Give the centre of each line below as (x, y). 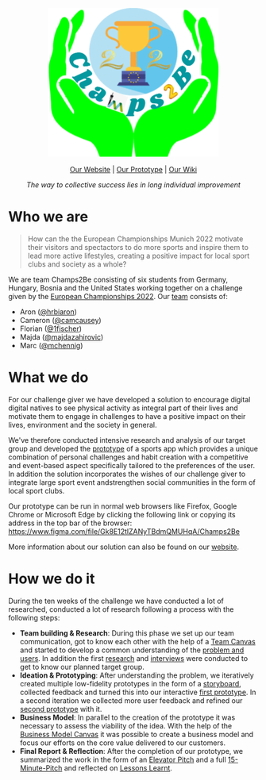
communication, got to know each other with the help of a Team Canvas (137, 641)
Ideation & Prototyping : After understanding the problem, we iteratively (137, 675)
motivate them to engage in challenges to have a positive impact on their (127, 416)
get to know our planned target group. (82, 667)
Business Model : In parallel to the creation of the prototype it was (127, 717)
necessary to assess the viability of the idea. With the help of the (126, 725)
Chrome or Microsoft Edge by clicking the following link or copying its (122, 514)
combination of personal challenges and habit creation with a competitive (128, 457)
